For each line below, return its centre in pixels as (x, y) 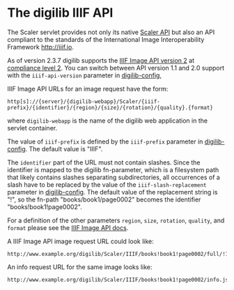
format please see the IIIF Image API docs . (68, 227)
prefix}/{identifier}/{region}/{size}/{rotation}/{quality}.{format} (110, 107)
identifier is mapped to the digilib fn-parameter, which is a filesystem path (113, 169)
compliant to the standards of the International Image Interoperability (106, 39)
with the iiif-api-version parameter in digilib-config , (85, 75)
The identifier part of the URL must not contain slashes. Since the (104, 162)
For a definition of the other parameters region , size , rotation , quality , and (116, 220)
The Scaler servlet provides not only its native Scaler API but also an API (111, 32)
